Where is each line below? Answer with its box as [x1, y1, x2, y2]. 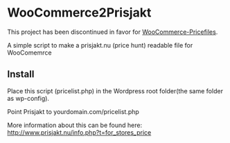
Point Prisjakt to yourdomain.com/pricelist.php [7, 107, 140, 115]
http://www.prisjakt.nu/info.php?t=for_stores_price [7, 128, 152, 136]
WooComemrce [7, 48, 52, 57]
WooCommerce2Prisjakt [7, 5, 152, 21]
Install [7, 68, 35, 80]
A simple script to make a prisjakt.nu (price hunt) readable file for [7, 41, 193, 49]
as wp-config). [7, 94, 50, 102]
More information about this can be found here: [7, 121, 143, 129]
